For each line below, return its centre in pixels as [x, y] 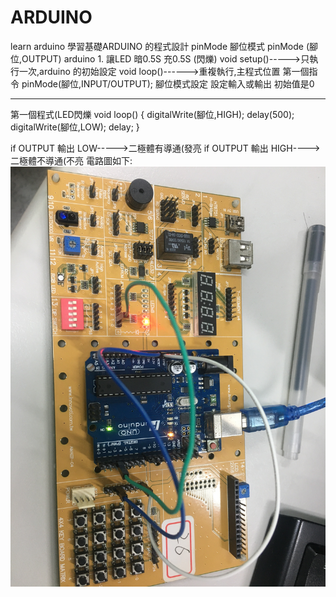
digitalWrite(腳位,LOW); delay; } [75, 127]
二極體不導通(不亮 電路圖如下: [71, 160]
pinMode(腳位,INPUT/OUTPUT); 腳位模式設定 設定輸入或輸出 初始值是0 [168, 83]
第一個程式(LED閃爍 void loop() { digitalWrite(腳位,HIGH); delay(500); [152, 114]
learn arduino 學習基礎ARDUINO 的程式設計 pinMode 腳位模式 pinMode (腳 [164, 46]
